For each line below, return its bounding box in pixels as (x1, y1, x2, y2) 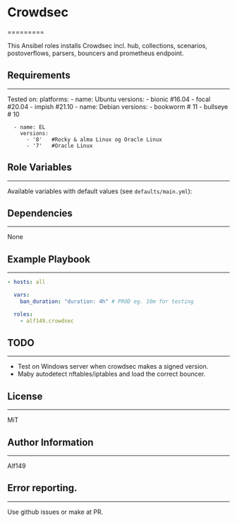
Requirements (7, 69, 71, 81)
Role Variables (7, 161, 72, 173)
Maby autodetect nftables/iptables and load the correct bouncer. (17, 369, 206, 379)
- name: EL (13, 123, 46, 131)
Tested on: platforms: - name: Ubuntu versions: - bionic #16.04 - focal (7, 95, 211, 103)
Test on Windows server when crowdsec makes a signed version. (17, 362, 209, 371)
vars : (13, 292, 30, 299)
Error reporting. (7, 482, 78, 494)
